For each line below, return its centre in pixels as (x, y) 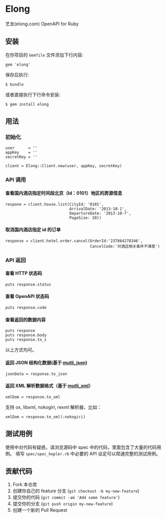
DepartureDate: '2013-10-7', (100, 213)
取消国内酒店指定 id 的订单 (33, 230)
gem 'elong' (18, 65)
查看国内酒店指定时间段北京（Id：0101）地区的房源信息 (64, 193)
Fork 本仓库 (25, 485)
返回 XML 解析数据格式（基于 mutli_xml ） (49, 386)
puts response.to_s (26, 340)
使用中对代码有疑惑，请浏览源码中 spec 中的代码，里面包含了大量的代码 (81, 447)
